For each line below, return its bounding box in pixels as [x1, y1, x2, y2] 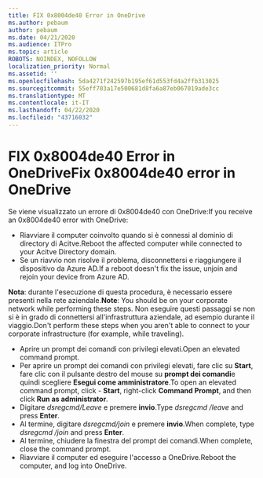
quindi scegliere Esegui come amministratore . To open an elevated [19, 378, 237, 387]
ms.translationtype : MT [8, 92, 86, 100]
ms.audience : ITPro [8, 41, 72, 49]
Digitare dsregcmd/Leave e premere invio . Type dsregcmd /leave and [19, 402, 243, 412]
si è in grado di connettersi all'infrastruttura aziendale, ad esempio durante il [8, 312, 255, 322]
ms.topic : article [8, 48, 68, 56]
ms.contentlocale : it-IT [8, 99, 89, 107]
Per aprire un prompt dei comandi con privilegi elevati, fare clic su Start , [19, 360, 254, 370]
